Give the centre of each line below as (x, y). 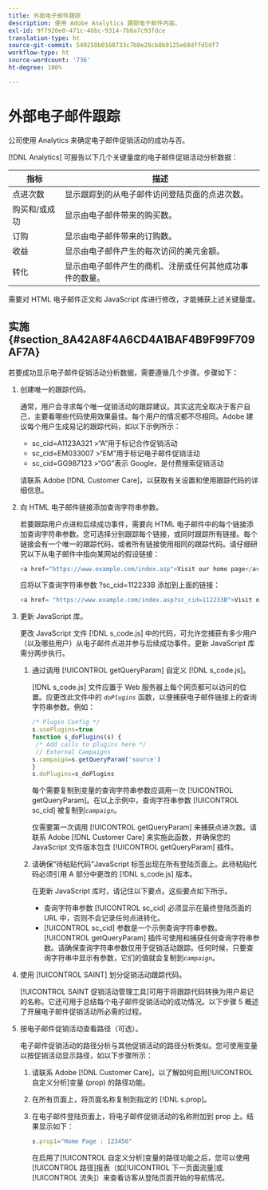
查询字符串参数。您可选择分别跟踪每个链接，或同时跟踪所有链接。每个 (142, 534)
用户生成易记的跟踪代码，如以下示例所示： (111, 426)
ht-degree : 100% (35, 68)
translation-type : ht (44, 38)
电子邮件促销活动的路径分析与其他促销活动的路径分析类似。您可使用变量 (138, 1046)
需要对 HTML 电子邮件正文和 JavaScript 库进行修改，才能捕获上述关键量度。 (134, 299)
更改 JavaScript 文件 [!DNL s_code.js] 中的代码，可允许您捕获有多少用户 (138, 633)
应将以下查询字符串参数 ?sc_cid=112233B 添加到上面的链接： (120, 585)
